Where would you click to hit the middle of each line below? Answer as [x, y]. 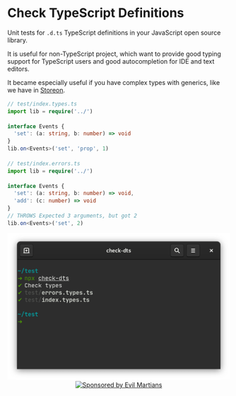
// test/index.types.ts [42, 104]
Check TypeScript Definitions [96, 13]
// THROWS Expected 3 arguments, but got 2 [72, 216]
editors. [18, 69]
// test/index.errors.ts [44, 163]
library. [18, 40]
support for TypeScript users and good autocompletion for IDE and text [111, 61]
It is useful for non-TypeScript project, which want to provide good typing [114, 54]
